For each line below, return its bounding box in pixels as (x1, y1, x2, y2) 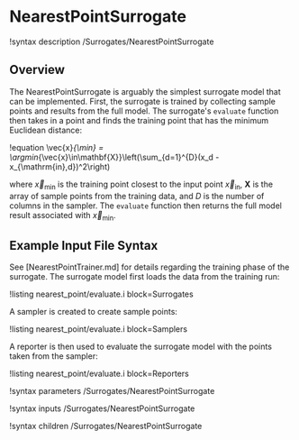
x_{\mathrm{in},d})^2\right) (9, 160, 111, 172)
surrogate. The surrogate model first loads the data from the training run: (9, 271, 280, 282)
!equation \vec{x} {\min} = (9, 142, 104, 152)
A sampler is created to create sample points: (9, 307, 178, 317)
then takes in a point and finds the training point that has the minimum (9, 115, 268, 125)
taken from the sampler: (9, 351, 98, 362)
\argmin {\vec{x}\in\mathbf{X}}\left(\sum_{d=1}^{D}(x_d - (9, 151, 220, 162)
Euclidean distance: (9, 124, 83, 135)
